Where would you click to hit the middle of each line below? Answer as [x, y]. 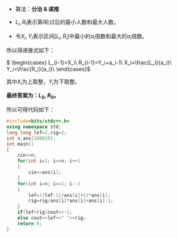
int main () [20, 144]
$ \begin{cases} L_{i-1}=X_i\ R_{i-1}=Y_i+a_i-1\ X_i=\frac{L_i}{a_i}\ [89, 62]
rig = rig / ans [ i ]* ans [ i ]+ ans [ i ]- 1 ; [71, 201]
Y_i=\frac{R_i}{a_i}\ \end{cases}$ [48, 69]
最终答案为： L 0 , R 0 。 [33, 96]
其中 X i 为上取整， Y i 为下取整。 [43, 82]
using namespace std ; [34, 127]
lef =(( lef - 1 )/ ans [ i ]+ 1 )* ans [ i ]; [70, 195]
